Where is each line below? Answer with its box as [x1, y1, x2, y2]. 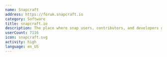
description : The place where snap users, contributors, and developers [5, 26, 159, 31]
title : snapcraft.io [5, 21, 48, 26]
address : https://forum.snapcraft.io [5, 12, 83, 17]
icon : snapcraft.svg [5, 35, 48, 40]
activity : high [5, 40, 37, 45]
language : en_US [5, 44, 39, 49]
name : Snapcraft [5, 7, 39, 12]
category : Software [5, 16, 46, 21]
